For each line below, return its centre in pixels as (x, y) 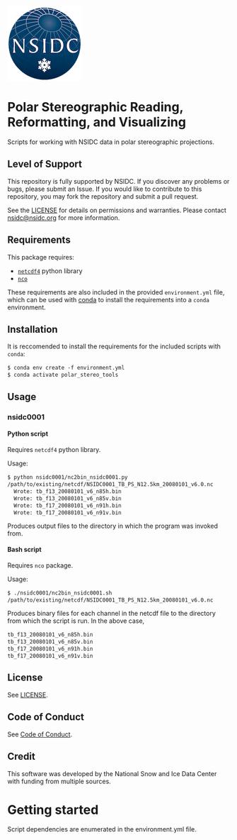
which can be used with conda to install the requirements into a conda (109, 299)
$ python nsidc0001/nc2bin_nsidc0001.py (68, 477)
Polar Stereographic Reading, (96, 107)
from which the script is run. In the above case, (76, 621)
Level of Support (45, 164)
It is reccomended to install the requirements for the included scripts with (114, 346)
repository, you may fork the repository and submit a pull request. (103, 196)
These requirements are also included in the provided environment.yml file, (116, 292)
